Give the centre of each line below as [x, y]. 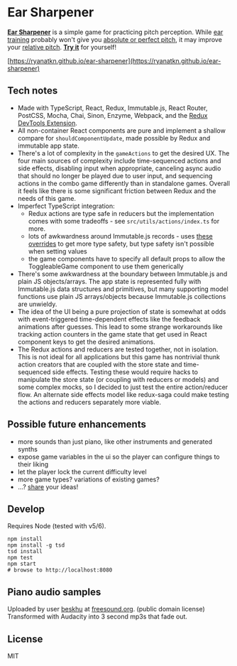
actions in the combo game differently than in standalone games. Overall [124, 183]
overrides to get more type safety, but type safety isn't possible [121, 244]
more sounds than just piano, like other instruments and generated [115, 442]
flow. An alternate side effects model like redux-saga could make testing [123, 394]
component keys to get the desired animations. [87, 342]
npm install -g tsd [36, 545]
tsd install [25, 552]
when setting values [57, 251]
